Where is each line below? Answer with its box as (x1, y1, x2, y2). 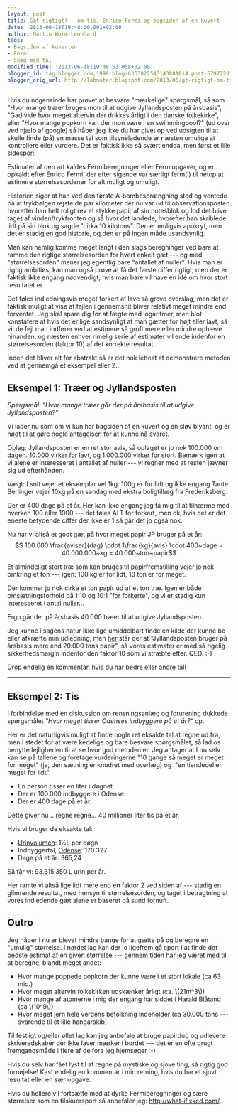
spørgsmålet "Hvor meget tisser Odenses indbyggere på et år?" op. (7, 717, 205, 725)
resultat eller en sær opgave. (7, 1075, 91, 1084)
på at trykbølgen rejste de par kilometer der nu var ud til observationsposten (7, 199, 230, 208)
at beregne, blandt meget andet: (7, 958, 101, 967)
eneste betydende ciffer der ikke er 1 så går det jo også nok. (7, 516, 183, 525)
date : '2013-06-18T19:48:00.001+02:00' (7, 23, 125, 31)
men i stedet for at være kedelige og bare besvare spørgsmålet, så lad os (7, 738, 221, 747)
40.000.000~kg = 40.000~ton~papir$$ (61, 549, 177, 557)
